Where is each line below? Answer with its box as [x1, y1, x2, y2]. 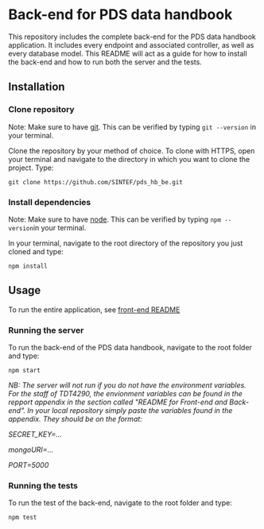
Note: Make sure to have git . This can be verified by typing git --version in [8, 122, 257, 132]
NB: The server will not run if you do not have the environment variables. [8, 380, 247, 390]
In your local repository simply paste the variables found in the [27, 406, 233, 415]
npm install [8, 262, 48, 270]
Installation [8, 80, 65, 94]
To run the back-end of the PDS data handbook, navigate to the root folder [8, 343, 253, 353]
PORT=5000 [8, 461, 49, 470]
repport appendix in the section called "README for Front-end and [8, 397, 228, 407]
